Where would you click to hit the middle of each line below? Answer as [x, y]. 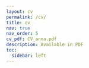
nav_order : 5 [22, 34]
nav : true [18, 28]
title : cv [18, 22]
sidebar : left [29, 56]
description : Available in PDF [45, 45]
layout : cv [20, 12]
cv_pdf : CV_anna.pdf [32, 39]
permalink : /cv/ [26, 17]
